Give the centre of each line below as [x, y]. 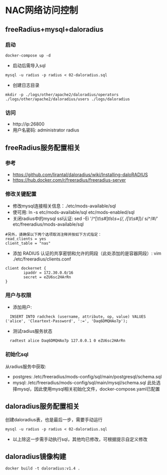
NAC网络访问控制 [42, 10]
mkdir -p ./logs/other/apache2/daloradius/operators [62, 95]
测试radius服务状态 [32, 331]
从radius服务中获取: [26, 366]
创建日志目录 [26, 85]
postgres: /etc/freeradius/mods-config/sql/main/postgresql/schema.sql [87, 376]
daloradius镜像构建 [36, 457]
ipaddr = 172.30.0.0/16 [48, 273]
